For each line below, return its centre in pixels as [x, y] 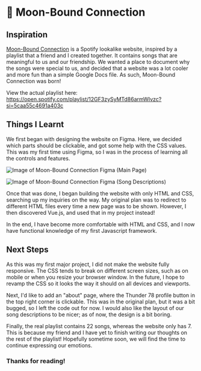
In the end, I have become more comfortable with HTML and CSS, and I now [100, 224]
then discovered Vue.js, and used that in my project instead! [81, 212]
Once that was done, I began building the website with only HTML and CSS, [100, 193]
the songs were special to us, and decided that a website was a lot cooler [97, 68]
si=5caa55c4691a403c [35, 106]
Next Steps [27, 250]
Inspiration [27, 35]
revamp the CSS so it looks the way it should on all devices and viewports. [98, 284]
